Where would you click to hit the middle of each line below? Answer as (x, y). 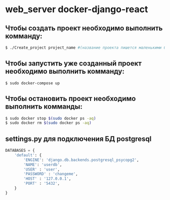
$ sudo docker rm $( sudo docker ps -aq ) (49, 123)
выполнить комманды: (44, 107)
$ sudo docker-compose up (32, 83)
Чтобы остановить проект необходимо (71, 99)
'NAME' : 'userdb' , (43, 164)
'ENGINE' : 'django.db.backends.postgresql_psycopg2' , (81, 160)
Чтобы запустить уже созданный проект (73, 64)
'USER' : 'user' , (41, 169)
